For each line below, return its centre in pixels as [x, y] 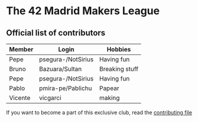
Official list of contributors [56, 33]
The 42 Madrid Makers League [83, 11]
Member [21, 49]
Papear [109, 88]
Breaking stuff [119, 69]
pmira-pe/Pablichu [66, 88]
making [110, 98]
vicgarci [50, 98]
